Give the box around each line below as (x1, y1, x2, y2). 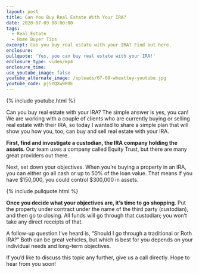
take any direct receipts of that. (6, 218, 83, 225)
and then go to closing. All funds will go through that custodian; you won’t (6, 212, 188, 219)
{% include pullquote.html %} (6, 188, 79, 194)
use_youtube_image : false (6, 70, 70, 76)
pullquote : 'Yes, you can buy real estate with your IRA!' (6, 53, 156, 59)
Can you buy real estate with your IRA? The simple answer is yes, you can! (6, 108, 189, 116)
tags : (6, 25, 20, 32)
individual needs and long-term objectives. (6, 243, 111, 249)
